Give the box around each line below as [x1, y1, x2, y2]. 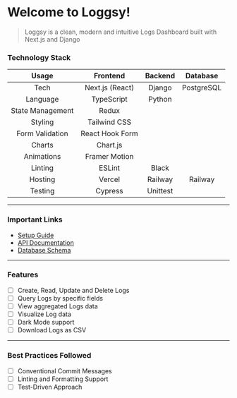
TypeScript [91, 95, 128, 104]
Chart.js [96, 140, 123, 150]
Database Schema [17, 246, 71, 254]
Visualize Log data [17, 310, 72, 318]
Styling [30, 117, 54, 127]
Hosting [29, 174, 56, 184]
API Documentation [17, 238, 74, 247]
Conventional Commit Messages [17, 366, 112, 375]
